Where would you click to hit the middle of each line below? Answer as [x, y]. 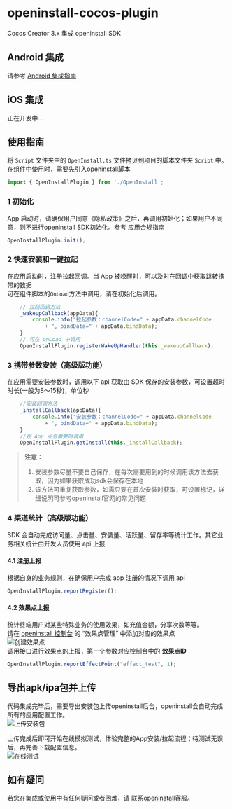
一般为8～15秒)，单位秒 [56, 391]
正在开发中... [26, 118]
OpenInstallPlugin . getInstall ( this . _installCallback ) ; [101, 443]
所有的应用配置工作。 [38, 714]
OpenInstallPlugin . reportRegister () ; [62, 591]
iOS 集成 [26, 100]
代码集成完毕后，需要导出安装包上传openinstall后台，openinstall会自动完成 [115, 706]
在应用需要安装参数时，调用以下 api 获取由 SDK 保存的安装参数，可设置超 [113, 382]
